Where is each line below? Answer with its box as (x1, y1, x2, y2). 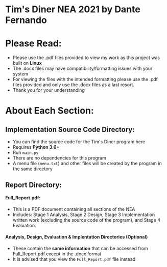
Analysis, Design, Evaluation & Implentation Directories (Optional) (5, 234, 148, 240)
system (12, 71, 29, 77)
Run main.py (12, 149, 39, 156)
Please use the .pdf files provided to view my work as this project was (12, 55, 160, 61)
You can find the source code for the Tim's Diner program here (12, 139, 146, 145)
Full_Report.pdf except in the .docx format (12, 251, 102, 257)
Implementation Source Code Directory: (5, 125, 135, 133)
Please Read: (5, 38, 62, 49)
